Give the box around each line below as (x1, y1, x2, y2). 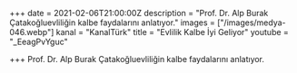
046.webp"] (9, 27, 54, 37)
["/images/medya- (216, 17, 286, 28)
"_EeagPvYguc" (9, 36, 68, 47)
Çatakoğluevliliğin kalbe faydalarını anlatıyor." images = (9, 17, 216, 28)
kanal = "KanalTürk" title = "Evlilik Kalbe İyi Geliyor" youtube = (55, 27, 289, 37)
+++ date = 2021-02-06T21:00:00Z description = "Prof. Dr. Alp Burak (9, 8, 269, 18)
